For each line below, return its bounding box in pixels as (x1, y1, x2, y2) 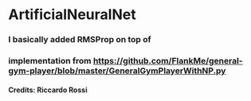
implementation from (8, 56, 92, 67)
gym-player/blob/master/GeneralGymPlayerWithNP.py (8, 65, 226, 76)
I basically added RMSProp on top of (8, 34, 151, 45)
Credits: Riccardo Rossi (8, 85, 88, 95)
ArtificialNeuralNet (8, 6, 137, 24)
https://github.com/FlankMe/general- (92, 56, 243, 67)
